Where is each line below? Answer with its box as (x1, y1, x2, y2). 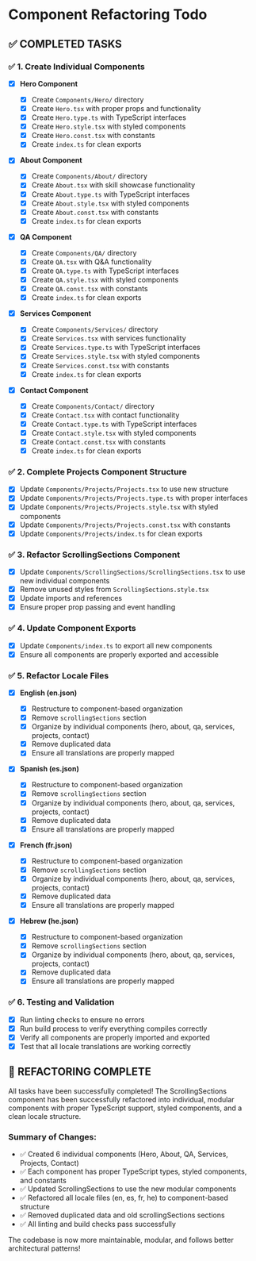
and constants (19, 1176, 67, 1186)
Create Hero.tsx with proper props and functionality (31, 104, 201, 113)
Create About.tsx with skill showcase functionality (31, 180, 196, 190)
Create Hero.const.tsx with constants (31, 131, 156, 140)
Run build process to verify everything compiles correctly (19, 1024, 208, 1033)
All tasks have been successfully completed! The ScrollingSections (8, 1086, 227, 1096)
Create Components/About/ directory (31, 171, 148, 181)
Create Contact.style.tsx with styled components (31, 428, 197, 437)
